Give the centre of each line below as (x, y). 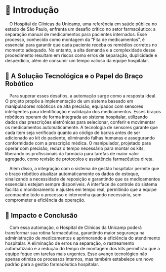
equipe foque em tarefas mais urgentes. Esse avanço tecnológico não (76, 254)
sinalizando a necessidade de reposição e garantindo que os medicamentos (83, 179)
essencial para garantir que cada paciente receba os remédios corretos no (81, 45)
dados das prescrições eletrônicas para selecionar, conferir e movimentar (80, 122)
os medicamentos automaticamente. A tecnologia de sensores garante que (82, 127)
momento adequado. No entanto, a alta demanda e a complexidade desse (80, 50)
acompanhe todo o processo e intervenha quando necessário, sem (73, 194)
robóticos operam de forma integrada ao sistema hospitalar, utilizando (77, 117)
